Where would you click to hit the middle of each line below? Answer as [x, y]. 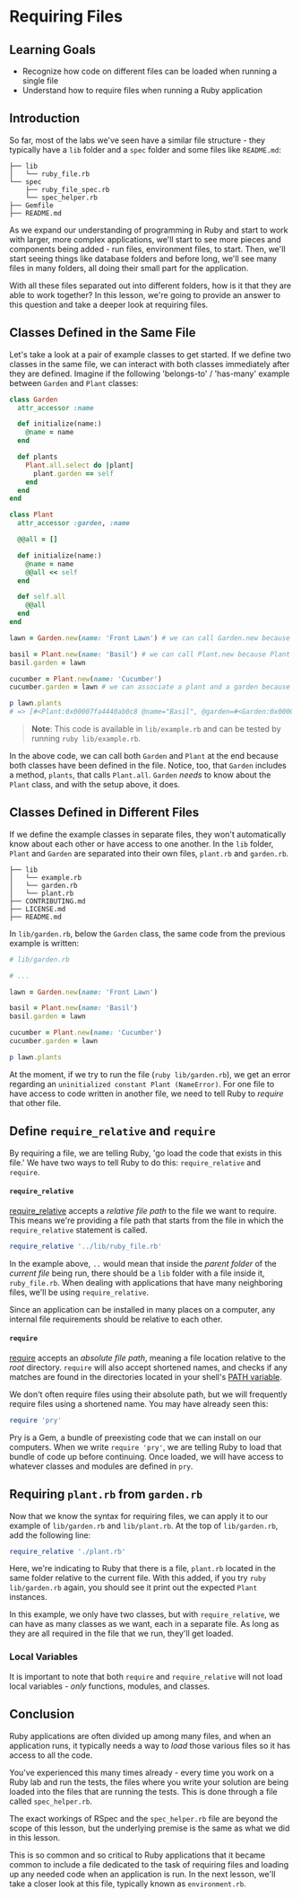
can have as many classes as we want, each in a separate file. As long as [144, 1624]
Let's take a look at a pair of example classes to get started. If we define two [150, 354]
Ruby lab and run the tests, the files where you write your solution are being [149, 1782]
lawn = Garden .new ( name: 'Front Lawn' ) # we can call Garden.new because [150, 638]
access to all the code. [51, 1755]
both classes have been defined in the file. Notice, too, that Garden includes [148, 765]
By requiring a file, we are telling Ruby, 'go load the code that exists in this [146, 1153]
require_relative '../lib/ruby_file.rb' [86, 1246]
